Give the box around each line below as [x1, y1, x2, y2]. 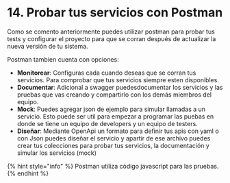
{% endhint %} [7, 169, 49, 178]
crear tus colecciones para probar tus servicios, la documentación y [16, 141, 210, 149]
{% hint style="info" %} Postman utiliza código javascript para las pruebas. [7, 162, 219, 170]
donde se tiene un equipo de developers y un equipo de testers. [16, 119, 199, 127]
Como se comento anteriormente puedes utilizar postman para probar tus [7, 27, 216, 36]
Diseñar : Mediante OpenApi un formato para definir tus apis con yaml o [16, 127, 219, 135]
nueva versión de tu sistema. [7, 42, 88, 50]
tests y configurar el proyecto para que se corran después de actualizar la [7, 34, 216, 42]
